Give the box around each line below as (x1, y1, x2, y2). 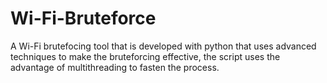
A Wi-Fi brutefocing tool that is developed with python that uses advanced (10, 40, 317, 52)
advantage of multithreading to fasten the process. (10, 61, 220, 73)
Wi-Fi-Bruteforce (10, 7, 157, 30)
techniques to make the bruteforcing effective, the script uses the (10, 50, 281, 62)
